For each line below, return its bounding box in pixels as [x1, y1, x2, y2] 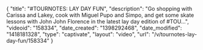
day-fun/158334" [6, 37, 50, 44]
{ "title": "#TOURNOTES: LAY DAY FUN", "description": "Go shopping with [6, 5, 193, 12]
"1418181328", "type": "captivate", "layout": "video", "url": [6, 31, 151, 38]
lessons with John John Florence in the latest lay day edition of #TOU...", [6, 18, 190, 25]
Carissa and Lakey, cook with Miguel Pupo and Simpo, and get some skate [6, 11, 194, 19]
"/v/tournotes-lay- [152, 31, 197, 38]
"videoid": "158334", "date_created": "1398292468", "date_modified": [6, 24, 182, 31]
